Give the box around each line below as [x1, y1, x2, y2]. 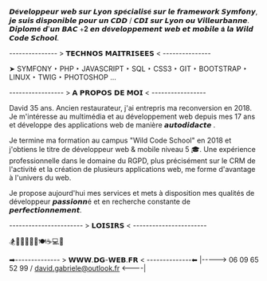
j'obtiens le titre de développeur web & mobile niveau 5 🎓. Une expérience [9, 145, 256, 154]
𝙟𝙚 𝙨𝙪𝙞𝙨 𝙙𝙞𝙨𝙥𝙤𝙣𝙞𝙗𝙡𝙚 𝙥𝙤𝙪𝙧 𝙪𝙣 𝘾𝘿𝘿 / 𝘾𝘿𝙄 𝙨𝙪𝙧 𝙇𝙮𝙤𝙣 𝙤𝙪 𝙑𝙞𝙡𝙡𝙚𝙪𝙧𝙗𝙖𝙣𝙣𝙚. [9, 16, 249, 25]
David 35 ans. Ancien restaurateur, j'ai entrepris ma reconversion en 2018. [9, 103, 252, 112]
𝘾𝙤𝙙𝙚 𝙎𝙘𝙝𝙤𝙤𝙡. [9, 33, 59, 42]
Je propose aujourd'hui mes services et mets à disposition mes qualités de [9, 189, 255, 197]
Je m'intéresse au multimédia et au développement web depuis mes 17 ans [9, 111, 256, 121]
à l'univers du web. [9, 173, 72, 182]
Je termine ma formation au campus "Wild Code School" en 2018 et [9, 135, 232, 145]
